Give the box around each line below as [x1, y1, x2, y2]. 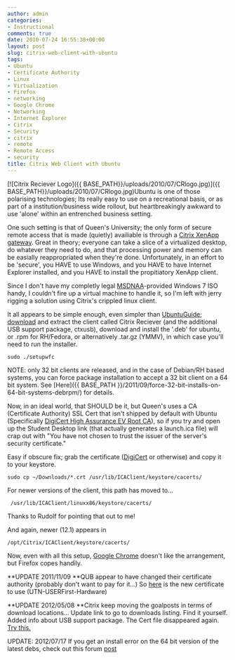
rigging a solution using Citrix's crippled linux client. [7, 296, 157, 305]
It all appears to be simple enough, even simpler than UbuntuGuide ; [7, 310, 202, 318]
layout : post [7, 43, 46, 50]
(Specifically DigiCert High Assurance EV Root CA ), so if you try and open [7, 416, 221, 425]
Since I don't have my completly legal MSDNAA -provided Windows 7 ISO [7, 282, 219, 290]
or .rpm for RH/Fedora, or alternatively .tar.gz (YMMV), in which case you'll [7, 332, 224, 341]
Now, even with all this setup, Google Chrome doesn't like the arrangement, [7, 551, 226, 560]
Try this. [7, 623, 32, 632]
